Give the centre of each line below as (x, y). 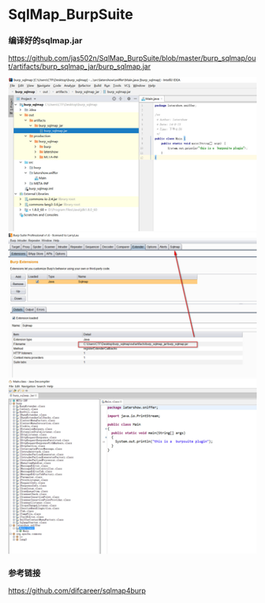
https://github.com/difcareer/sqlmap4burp (77, 591)
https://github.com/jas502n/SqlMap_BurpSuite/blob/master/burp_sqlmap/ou (132, 58)
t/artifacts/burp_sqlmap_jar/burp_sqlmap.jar (80, 67)
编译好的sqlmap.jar (45, 41)
